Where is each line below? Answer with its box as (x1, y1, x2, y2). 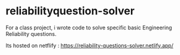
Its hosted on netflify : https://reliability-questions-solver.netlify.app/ (5, 42, 174, 49)
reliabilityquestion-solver (5, 4, 135, 18)
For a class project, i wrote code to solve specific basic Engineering (5, 24, 172, 31)
